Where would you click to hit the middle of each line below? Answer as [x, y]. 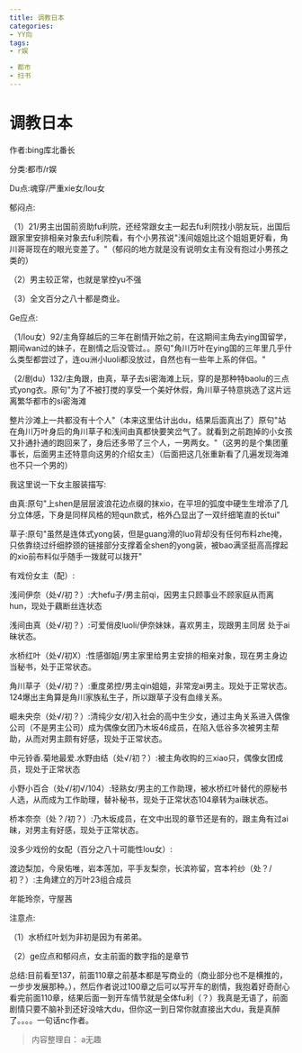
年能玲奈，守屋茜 [41, 898]
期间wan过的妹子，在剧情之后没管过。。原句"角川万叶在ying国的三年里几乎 [147, 348]
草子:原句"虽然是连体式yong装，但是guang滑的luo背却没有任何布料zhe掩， [148, 533]
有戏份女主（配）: [42, 575]
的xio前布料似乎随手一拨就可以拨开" [75, 556]
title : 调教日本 [37, 18]
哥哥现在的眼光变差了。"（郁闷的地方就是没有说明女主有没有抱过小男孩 [149, 249]
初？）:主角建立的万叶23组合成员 [71, 879]
